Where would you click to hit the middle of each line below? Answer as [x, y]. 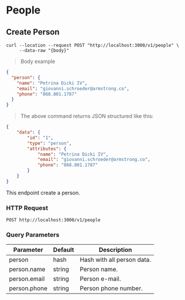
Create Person [33, 32]
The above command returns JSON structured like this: [87, 116]
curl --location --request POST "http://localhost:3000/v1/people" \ [93, 45]
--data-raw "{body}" [44, 50]
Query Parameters [33, 234]
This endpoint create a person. [43, 193]
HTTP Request [27, 208]
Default [64, 250]
